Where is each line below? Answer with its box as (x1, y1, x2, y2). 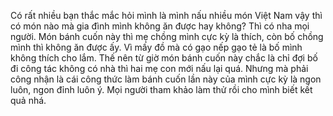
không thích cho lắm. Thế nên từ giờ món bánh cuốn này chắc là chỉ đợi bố (10, 52, 318, 64)
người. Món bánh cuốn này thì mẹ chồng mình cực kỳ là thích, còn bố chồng (10, 31, 324, 42)
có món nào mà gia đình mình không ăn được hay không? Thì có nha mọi (10, 20, 310, 32)
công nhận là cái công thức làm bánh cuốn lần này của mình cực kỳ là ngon (10, 73, 322, 85)
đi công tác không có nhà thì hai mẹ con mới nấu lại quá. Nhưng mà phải (10, 63, 309, 74)
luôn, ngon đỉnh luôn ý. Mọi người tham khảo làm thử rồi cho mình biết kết (10, 84, 313, 95)
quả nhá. (10, 95, 47, 106)
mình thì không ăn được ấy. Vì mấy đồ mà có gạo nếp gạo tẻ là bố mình (10, 41, 303, 53)
